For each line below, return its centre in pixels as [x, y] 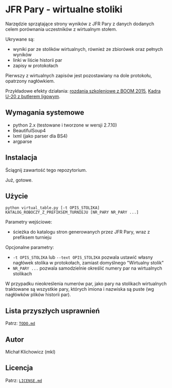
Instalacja [21, 158]
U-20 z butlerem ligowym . [33, 96]
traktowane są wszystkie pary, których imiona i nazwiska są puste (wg [80, 289]
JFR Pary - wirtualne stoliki [64, 10]
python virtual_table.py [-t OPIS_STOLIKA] [53, 208]
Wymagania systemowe [45, 112]
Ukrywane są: [20, 39]
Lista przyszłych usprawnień [53, 311]
